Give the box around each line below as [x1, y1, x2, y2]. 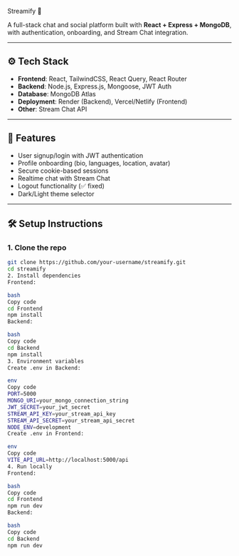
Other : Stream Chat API [17, 104, 87, 113]
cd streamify [7, 266, 46, 273]
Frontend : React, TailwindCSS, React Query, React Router [17, 74, 187, 83]
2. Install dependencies [7, 272, 81, 280]
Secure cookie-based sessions [17, 166, 109, 175]
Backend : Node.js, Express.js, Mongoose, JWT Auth [17, 82, 172, 91]
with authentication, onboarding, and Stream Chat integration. [7, 29, 188, 36]
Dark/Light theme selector [17, 189, 95, 198]
